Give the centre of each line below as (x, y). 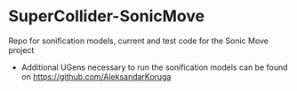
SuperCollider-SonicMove (107, 16)
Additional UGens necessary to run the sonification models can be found (154, 67)
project (21, 49)
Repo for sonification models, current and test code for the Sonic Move (138, 41)
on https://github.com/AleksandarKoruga (96, 76)
